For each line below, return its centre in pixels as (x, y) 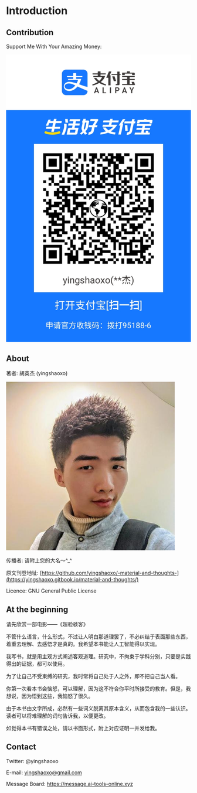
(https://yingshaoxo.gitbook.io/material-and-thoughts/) (72, 580)
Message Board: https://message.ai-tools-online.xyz (69, 784)
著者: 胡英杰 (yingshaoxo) (37, 373)
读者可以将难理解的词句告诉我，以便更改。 (57, 716)
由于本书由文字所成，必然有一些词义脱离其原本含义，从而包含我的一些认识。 (98, 708)
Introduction (37, 11)
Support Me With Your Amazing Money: (54, 46)
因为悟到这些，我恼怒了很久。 (57, 696)
